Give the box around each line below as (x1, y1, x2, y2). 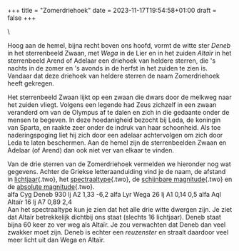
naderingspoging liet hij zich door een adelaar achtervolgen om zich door (7, 131, 223, 139)
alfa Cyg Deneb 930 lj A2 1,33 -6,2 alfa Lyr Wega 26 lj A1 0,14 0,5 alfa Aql (7, 190, 221, 198)
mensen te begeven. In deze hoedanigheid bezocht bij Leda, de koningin (7, 116, 221, 124)
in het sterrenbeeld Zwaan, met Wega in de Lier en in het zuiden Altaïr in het (7, 49, 232, 57)
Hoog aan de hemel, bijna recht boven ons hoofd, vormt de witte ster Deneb (7, 41, 231, 49)
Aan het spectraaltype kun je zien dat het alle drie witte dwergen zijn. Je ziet (7, 205, 233, 213)
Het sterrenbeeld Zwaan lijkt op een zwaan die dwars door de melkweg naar (7, 93, 232, 101)
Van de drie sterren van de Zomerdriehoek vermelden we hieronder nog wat (7, 160, 232, 168)
